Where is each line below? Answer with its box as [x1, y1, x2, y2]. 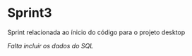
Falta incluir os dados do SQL [7, 41, 94, 50]
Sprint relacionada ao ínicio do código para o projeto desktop [7, 28, 186, 36]
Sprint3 [7, 5, 52, 21]
